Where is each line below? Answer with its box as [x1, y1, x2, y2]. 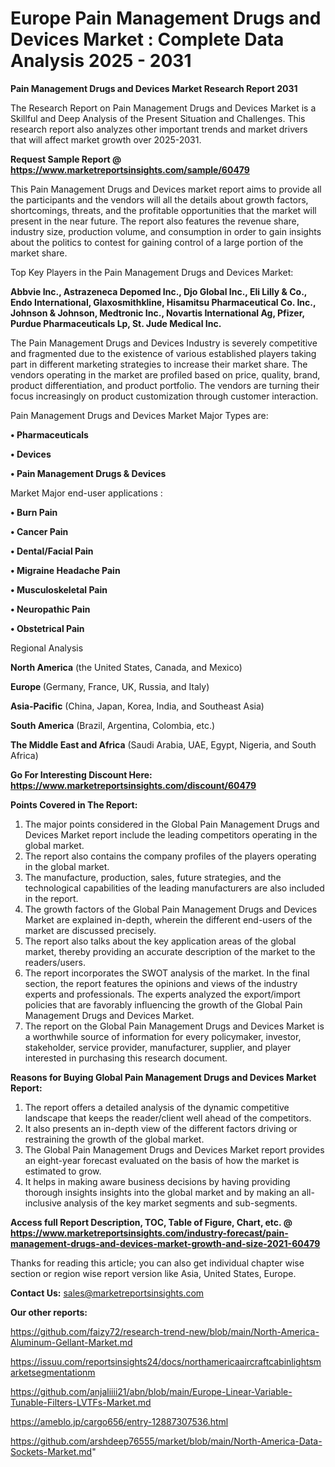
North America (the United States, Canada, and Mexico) [10, 661, 243, 673]
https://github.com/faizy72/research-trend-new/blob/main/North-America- [10, 1325, 320, 1337]
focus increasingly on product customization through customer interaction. [10, 390, 319, 402]
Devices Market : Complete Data [10, 28, 285, 51]
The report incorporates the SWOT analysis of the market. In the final [24, 967, 310, 979]
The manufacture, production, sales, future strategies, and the [24, 871, 282, 883]
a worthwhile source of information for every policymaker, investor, [24, 1030, 302, 1042]
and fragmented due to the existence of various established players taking [10, 347, 317, 359]
